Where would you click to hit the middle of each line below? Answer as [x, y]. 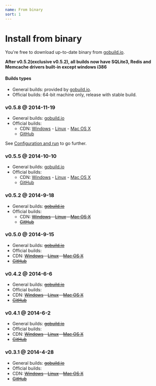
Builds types [18, 78]
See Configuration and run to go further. [46, 143]
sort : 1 [13, 14]
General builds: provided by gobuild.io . [52, 89]
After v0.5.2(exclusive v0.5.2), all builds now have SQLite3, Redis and [78, 62]
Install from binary [44, 39]
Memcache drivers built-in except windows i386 [56, 67]
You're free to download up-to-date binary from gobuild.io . [65, 52]
